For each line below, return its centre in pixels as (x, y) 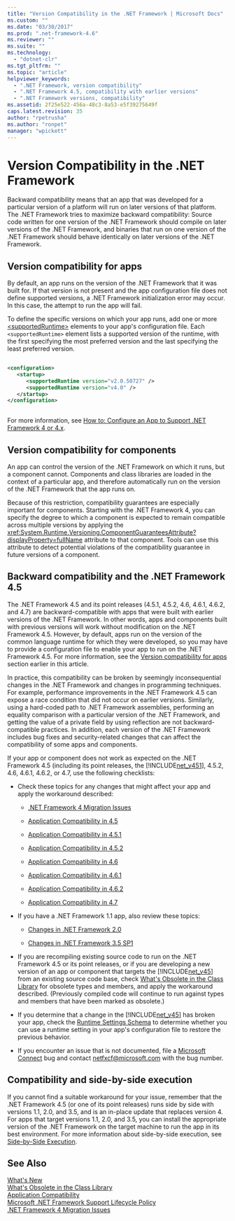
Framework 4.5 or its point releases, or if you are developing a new (114, 964)
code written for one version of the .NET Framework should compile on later (117, 222)
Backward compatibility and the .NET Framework (116, 577)
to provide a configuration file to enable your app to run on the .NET (105, 649)
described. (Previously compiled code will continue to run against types (121, 994)
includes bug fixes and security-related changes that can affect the (104, 737)
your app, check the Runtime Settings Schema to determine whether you (122, 1022)
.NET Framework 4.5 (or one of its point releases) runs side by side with (111, 1104)
